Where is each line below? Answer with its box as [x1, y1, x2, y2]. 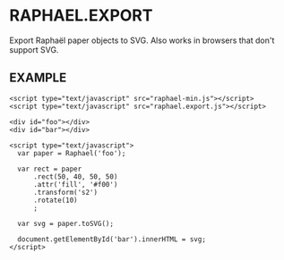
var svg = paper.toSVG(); [17, 219, 115, 228]
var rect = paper [17, 164, 82, 173]
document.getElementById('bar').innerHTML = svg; [17, 234, 206, 244]
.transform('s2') [32, 188, 99, 197]
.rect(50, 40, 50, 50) [32, 172, 118, 181]
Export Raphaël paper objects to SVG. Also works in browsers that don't [9, 35, 275, 46]
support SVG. [9, 44, 59, 55]
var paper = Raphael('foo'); [17, 148, 126, 157]
